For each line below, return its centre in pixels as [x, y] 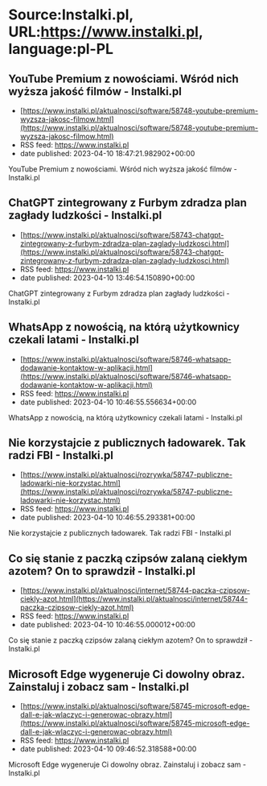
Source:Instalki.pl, [71, 15]
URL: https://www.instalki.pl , [106, 32]
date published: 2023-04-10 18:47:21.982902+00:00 [107, 153]
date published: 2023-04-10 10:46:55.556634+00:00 [108, 402]
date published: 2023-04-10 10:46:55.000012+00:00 [107, 625]
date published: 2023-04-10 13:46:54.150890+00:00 [107, 277]
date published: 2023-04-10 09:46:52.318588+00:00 [108, 749]
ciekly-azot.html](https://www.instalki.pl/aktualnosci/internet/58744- [133, 599]
